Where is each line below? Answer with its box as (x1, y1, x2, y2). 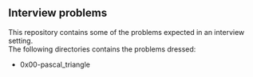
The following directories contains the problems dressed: (8, 44, 196, 54)
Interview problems (8, 6, 108, 20)
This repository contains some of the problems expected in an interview (8, 27, 245, 37)
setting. (8, 36, 34, 45)
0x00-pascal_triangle (19, 60, 90, 69)
